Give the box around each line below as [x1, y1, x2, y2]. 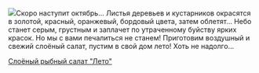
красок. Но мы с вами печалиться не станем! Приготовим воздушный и [8, 33, 250, 42]
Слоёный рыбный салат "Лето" [8, 57, 112, 65]
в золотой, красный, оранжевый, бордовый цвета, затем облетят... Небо [8, 17, 252, 26]
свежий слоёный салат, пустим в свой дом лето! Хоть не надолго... [8, 42, 235, 50]
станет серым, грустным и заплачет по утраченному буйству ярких [8, 25, 237, 34]
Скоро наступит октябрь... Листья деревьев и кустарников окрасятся [16, 9, 251, 18]
